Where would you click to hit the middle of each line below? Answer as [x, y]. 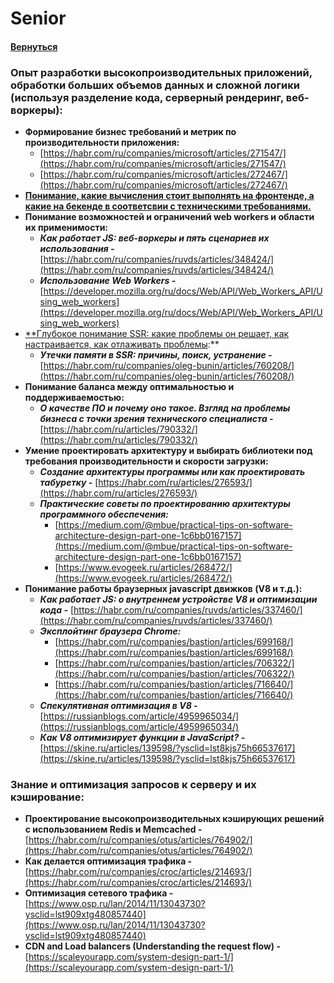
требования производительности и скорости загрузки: [146, 461]
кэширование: [47, 797]
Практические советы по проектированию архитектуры [165, 504]
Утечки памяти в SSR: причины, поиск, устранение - [156, 355]
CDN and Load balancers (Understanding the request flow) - [152, 946]
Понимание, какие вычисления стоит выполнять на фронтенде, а [169, 196]
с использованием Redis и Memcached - [113, 829]
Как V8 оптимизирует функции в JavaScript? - [142, 738]
